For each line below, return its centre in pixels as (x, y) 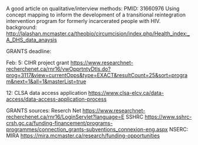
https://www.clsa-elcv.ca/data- (126, 93)
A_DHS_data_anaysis (32, 40)
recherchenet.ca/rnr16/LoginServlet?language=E (65, 117)
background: (22, 27)
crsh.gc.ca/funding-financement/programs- (60, 123)
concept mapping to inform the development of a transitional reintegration (96, 15)
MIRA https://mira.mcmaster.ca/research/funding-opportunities (83, 136)
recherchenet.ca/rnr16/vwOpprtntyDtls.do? (58, 69)
